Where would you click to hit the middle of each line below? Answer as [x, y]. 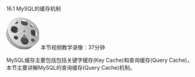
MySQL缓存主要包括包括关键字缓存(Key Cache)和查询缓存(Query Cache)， [99, 60]
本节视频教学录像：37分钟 [73, 47]
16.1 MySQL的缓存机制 [34, 8]
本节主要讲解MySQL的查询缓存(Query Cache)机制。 [71, 67]
